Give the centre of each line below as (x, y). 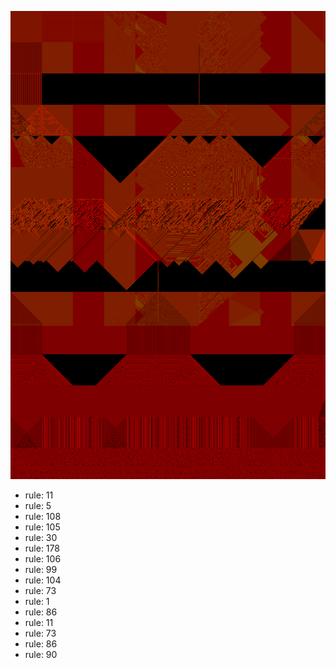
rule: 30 (41, 538)
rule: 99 (41, 570)
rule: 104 (43, 580)
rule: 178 (42, 548)
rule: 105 (42, 527)
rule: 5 (38, 506)
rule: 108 (43, 517)
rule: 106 (43, 559)
